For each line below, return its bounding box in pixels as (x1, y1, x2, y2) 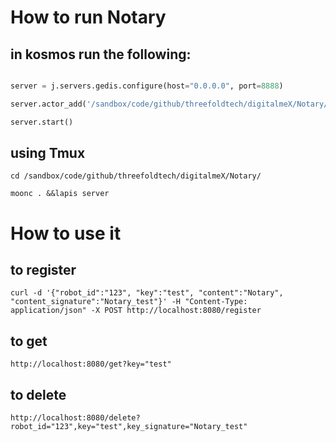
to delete (10, 386, 67, 403)
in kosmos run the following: (10, 46, 192, 63)
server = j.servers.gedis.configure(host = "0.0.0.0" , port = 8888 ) (10, 81, 284, 91)
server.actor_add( (10, 99, 87, 109)
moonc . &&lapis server (10, 189, 110, 199)
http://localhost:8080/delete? (10, 413, 141, 423)
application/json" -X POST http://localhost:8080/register (10, 306, 262, 316)
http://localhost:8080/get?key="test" (10, 359, 172, 370)
